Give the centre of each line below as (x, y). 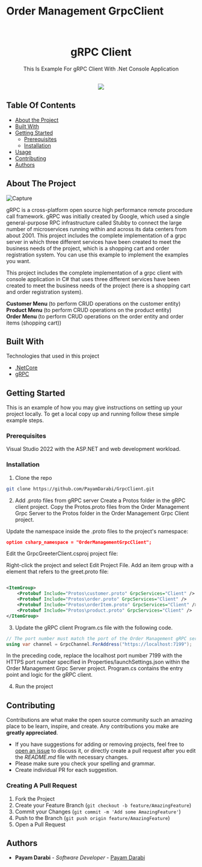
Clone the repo (33, 477)
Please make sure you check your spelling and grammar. (85, 763)
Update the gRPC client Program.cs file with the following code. (94, 627)
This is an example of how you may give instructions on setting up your (94, 408)
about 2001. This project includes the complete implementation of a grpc (96, 235)
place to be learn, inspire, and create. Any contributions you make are (93, 726)
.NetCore (26, 368)
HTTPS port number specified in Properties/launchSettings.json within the (98, 662)
